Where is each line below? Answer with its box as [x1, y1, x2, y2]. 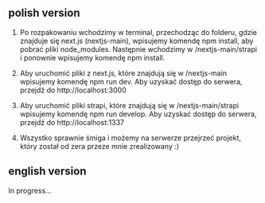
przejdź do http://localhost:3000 [19, 85, 127, 95]
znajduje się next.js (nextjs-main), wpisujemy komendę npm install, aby [19, 36, 254, 45]
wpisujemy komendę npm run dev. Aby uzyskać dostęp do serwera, [19, 76, 243, 86]
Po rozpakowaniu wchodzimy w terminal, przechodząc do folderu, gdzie [19, 27, 257, 37]
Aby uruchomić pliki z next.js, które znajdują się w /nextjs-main [19, 68, 228, 78]
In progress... [8, 185, 52, 195]
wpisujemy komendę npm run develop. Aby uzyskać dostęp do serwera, [19, 109, 257, 119]
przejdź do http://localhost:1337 [19, 117, 125, 127]
